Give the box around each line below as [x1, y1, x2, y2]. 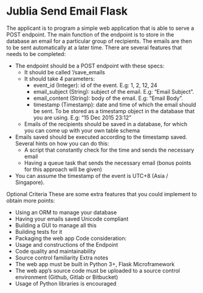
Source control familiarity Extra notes [15, 254, 108, 261]
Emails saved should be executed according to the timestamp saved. [15, 133, 187, 141]
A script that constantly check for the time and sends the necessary [24, 146, 194, 154]
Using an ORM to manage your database [15, 208, 117, 216]
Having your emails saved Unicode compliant [15, 215, 129, 222]
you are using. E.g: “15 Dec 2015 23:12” [33, 114, 132, 121]
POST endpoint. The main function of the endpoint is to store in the [6, 30, 174, 38]
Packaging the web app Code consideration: [15, 235, 126, 242]
